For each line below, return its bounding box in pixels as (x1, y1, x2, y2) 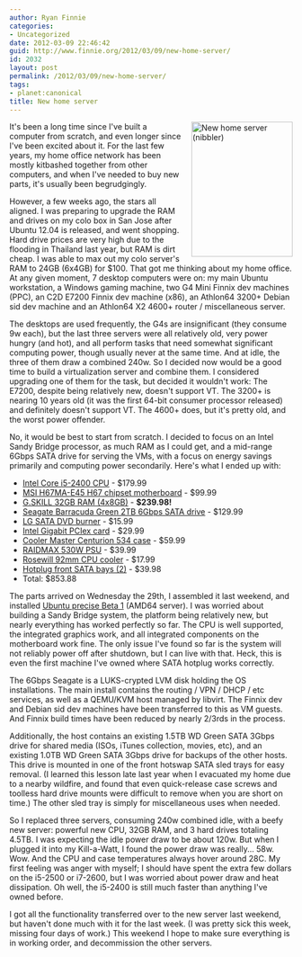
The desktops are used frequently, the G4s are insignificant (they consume (9, 318, 288, 329)
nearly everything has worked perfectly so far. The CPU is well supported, (9, 620, 284, 631)
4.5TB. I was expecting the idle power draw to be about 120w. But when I (9, 834, 280, 845)
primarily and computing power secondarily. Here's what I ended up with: (9, 461, 281, 471)
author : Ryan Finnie (9, 13, 87, 22)
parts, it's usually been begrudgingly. (9, 179, 147, 190)
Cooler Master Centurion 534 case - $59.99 (22, 535, 186, 546)
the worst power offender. (9, 415, 106, 425)
